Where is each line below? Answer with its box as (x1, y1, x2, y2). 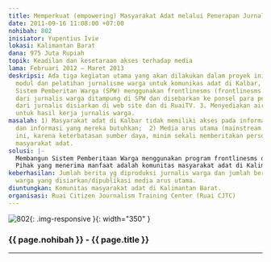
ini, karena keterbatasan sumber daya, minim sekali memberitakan (15, 131, 244, 139)
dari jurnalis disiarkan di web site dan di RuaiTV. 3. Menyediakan (15, 102, 251, 110)
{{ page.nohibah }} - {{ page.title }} (8, 234, 149, 245)
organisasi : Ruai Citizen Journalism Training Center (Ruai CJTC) (8, 191, 236, 200)
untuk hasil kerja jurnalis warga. (15, 110, 135, 118)
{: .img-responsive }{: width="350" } (29, 214, 151, 223)
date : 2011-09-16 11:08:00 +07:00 (8, 19, 125, 27)
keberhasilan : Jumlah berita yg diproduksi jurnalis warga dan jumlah (8, 169, 251, 177)
